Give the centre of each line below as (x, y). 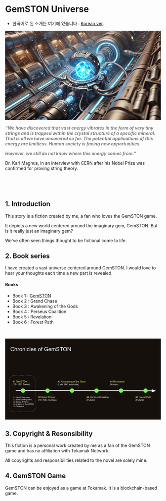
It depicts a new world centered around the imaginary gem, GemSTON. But (81, 225)
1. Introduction (28, 204)
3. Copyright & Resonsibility (49, 433)
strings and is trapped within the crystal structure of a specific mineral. (80, 133)
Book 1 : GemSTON (32, 296)
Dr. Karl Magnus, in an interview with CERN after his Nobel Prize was (75, 163)
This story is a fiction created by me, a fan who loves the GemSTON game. (81, 216)
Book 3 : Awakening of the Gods (45, 306)
